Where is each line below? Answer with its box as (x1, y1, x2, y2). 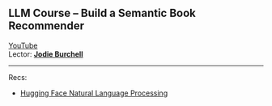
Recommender (8, 19, 85, 33)
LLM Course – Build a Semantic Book (8, 6, 197, 20)
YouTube (8, 40, 38, 50)
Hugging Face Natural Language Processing (19, 88, 168, 98)
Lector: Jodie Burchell (8, 49, 83, 59)
